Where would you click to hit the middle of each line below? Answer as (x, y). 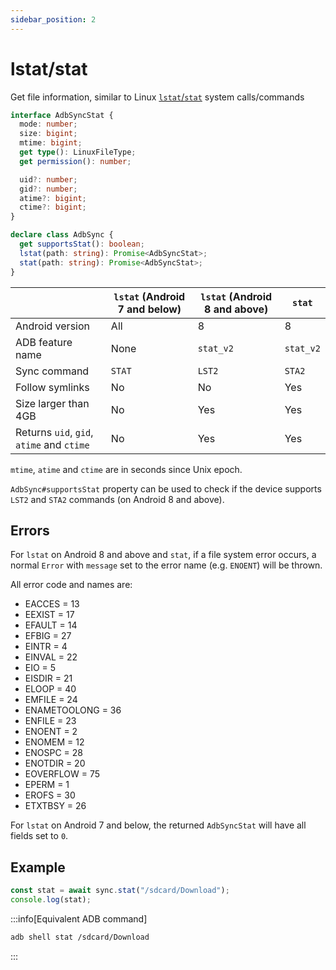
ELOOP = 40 (50, 689)
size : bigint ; (48, 134)
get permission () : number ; (75, 161)
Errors (30, 530)
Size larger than (52, 403)
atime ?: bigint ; (53, 198)
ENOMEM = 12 (54, 742)
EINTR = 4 (46, 647)
